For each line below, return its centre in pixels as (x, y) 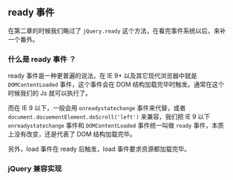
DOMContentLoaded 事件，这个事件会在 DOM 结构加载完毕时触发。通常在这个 (116, 84)
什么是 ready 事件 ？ (42, 59)
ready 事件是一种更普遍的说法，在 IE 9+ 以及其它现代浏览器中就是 (103, 76)
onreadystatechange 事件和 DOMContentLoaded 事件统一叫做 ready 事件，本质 (116, 126)
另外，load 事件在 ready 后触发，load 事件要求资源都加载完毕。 (99, 149)
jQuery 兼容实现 (35, 169)
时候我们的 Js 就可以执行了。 (50, 93)
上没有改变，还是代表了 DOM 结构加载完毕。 (72, 134)
